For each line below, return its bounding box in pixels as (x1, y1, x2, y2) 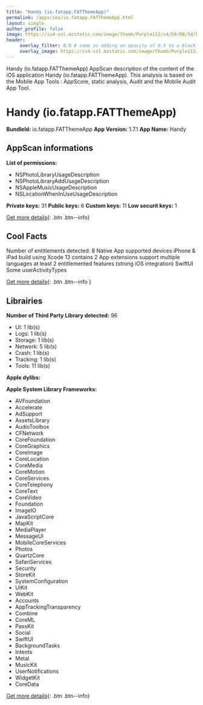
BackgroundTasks (14, 642, 60, 649)
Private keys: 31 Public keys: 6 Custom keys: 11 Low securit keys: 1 (6, 202, 177, 209)
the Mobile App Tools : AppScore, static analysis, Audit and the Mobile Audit (6, 78, 196, 85)
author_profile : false (6, 25, 63, 32)
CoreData (14, 681, 39, 688)
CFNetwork (14, 429, 44, 437)
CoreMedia (14, 462, 43, 469)
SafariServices (14, 558, 52, 566)
